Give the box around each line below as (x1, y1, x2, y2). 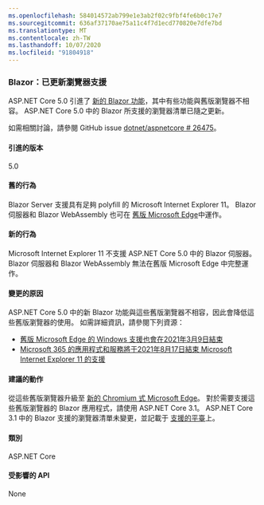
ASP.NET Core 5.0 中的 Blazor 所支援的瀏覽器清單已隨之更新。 (23, 106, 229, 116)
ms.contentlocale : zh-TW (8, 34, 91, 42)
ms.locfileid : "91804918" (8, 49, 94, 57)
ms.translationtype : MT (8, 26, 87, 34)
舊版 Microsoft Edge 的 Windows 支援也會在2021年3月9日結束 (19, 334, 223, 344)
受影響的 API (8, 471, 50, 480)
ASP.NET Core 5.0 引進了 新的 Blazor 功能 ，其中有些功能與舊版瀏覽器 (8, 97, 236, 106)
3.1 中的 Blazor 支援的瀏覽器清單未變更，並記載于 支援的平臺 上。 (8, 413, 220, 423)
